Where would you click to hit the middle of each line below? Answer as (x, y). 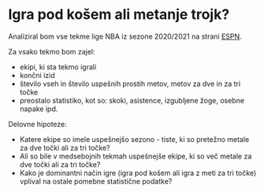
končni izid (37, 75)
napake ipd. (39, 109)
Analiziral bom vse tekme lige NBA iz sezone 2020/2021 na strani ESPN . (125, 36)
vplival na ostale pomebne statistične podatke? (96, 181)
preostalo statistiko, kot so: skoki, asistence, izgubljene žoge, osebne (132, 100)
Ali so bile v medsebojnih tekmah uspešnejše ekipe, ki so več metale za (136, 156)
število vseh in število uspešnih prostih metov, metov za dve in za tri (130, 84)
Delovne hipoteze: (37, 124)
